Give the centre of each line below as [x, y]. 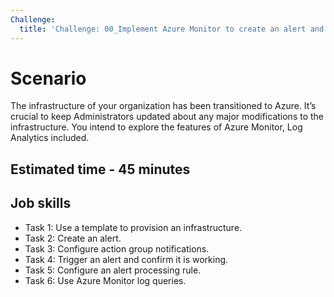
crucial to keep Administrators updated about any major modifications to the [167, 117]
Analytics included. [50, 138]
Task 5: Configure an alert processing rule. [113, 270]
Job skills [41, 203]
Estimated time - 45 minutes [100, 169]
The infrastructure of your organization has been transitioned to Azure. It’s [163, 106]
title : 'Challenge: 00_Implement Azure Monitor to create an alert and [172, 29]
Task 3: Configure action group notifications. [117, 248]
